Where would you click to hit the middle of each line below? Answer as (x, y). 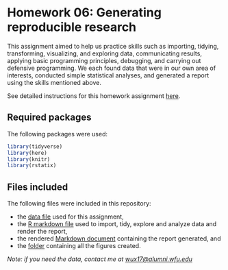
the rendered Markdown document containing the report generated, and (119, 238)
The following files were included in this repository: (79, 204)
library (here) (27, 153)
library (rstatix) (32, 166)
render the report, (42, 232)
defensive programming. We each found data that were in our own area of (112, 68)
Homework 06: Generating (85, 13)
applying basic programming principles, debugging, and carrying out (104, 60)
